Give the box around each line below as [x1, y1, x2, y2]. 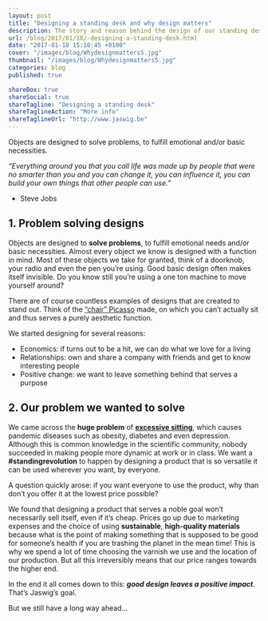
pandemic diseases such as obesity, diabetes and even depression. [8, 431, 231, 440]
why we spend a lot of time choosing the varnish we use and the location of [8, 547, 258, 556]
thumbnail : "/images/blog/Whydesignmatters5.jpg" [8, 57, 177, 65]
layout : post [8, 11, 52, 20]
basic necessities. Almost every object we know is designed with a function [8, 246, 257, 256]
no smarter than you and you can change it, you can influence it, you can [8, 169, 251, 179]
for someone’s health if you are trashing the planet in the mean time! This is [8, 538, 256, 547]
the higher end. [8, 563, 58, 573]
